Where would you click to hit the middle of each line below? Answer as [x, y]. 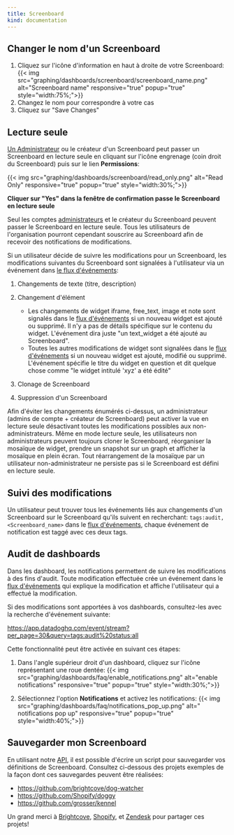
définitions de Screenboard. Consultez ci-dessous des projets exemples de [116, 767]
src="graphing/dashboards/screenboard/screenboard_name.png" [112, 81]
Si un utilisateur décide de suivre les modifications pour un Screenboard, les [117, 256]
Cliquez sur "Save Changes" [58, 110]
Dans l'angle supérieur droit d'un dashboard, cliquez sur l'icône [109, 662]
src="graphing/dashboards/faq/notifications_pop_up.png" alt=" [109, 705]
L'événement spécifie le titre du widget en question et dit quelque [122, 363]
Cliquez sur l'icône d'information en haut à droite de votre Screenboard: [121, 65]
